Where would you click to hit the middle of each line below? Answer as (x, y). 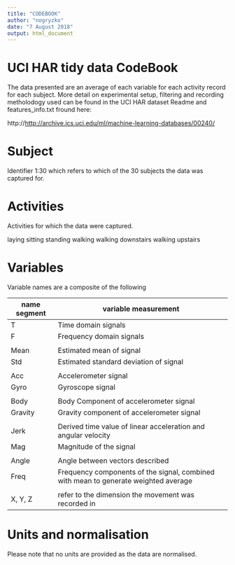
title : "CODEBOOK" (34, 14)
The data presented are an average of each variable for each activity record (116, 88)
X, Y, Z (22, 499)
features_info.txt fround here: (50, 110)
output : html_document (40, 33)
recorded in (77, 503)
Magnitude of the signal (97, 447)
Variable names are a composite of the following (77, 287)
